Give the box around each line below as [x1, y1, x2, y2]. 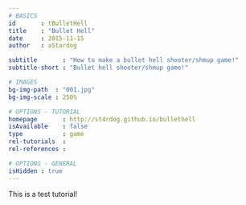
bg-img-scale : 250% [8, 93, 78, 101]
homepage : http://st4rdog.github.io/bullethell [8, 115, 196, 123]
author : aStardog [8, 42, 78, 50]
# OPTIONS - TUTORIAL [8, 108, 81, 116]
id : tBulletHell [8, 19, 88, 27]
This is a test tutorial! [8, 189, 78, 199]
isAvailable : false [8, 122, 88, 131]
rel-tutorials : [8, 137, 67, 146]
